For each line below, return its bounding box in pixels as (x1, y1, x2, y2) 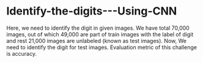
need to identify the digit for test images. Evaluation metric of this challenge (6, 44, 197, 51)
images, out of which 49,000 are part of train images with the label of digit (6, 30, 194, 38)
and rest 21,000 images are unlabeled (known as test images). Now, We (6, 37, 186, 44)
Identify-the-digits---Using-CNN (6, 4, 177, 18)
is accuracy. (6, 50, 37, 57)
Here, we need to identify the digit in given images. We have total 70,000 (6, 24, 190, 31)
